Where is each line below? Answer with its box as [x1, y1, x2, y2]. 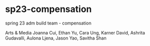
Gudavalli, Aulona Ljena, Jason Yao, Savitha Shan [5, 35, 107, 41]
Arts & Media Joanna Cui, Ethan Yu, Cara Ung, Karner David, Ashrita [5, 29, 146, 35]
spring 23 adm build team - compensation [5, 20, 92, 26]
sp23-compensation [5, 3, 92, 15]
